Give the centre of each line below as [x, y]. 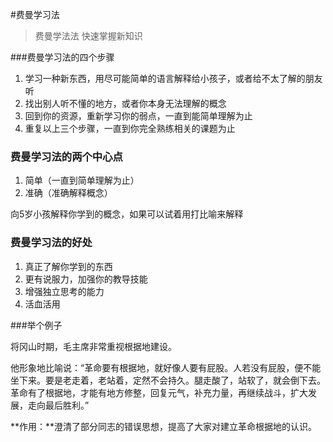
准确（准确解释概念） [68, 193]
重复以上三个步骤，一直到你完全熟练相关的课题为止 [130, 128]
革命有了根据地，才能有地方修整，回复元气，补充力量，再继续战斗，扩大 [159, 392]
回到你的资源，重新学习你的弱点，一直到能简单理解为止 [138, 116]
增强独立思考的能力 [64, 291]
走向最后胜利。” [58, 405]
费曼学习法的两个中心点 [66, 156]
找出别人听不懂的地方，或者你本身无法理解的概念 [125, 103]
